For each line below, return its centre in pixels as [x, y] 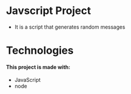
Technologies [40, 51]
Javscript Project [49, 11]
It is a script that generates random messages [70, 27]
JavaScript [27, 80]
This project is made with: [38, 67]
